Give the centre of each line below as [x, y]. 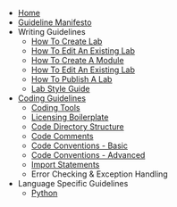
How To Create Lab [67, 41]
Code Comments [62, 136]
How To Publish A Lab [72, 79]
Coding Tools [55, 108]
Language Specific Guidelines [73, 183]
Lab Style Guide [60, 89]
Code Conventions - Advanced [88, 155]
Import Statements [65, 165]
